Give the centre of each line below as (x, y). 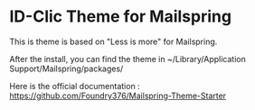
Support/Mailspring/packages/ (66, 69)
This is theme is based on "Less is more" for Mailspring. (113, 41)
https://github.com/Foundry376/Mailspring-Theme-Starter (118, 96)
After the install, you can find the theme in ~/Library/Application (127, 59)
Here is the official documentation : (75, 86)
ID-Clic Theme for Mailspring (121, 17)
